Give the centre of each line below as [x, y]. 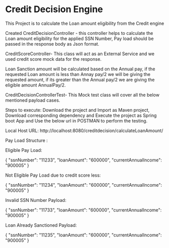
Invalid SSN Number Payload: [36, 200]
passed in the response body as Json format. [52, 44]
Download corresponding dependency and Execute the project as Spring [81, 115]
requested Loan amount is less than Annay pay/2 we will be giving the [78, 74]
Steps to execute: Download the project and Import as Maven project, [77, 110]
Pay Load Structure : [26, 140]
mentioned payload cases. [33, 100]
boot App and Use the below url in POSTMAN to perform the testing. [76, 120]
